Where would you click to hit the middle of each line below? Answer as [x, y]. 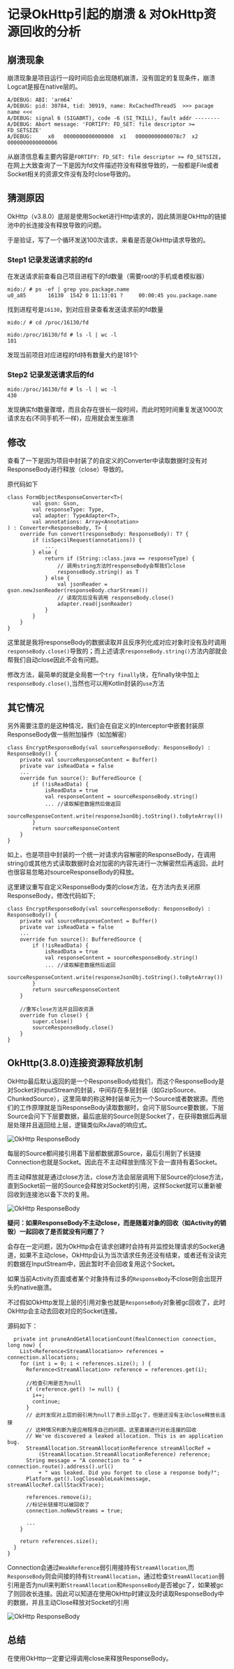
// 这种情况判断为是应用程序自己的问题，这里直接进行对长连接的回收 [111, 1430]
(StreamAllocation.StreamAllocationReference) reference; [124, 1454]
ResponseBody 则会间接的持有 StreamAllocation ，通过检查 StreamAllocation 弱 [116, 1576]
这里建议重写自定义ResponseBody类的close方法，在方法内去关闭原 [104, 887]
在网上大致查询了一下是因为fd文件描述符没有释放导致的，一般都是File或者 [113, 165]
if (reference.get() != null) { [73, 1389]
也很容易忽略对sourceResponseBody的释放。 [73, 872]
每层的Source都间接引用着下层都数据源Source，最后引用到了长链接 [104, 1153]
